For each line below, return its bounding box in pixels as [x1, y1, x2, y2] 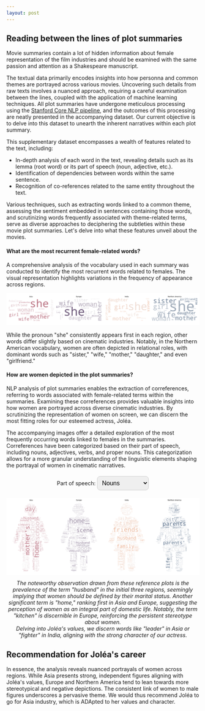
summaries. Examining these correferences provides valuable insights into [6, 398, 194, 405]
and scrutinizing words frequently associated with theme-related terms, [6, 214, 187, 221]
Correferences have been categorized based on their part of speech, [6, 442, 181, 449]
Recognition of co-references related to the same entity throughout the [15, 182, 195, 190]
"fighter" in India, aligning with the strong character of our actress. [18, 631, 188, 639]
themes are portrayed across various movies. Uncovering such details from [6, 81, 196, 88]
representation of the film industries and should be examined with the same [6, 56, 197, 64]
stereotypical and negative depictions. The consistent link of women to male [6, 685, 199, 693]
